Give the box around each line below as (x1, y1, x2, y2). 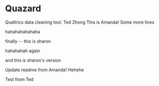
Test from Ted (5, 76, 34, 82)
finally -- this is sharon (5, 38, 51, 44)
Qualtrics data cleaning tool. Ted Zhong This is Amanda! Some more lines (5, 19, 155, 25)
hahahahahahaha (5, 29, 40, 34)
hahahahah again (5, 48, 40, 54)
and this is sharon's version (5, 57, 61, 63)
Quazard (5, 3, 41, 14)
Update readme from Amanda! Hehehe (5, 67, 84, 73)
